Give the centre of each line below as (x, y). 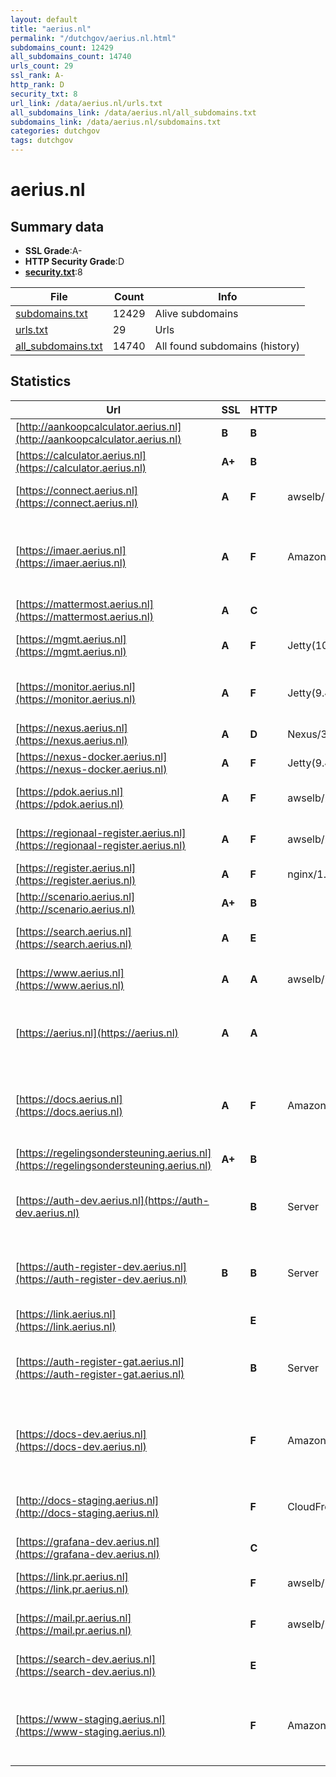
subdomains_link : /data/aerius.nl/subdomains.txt (116, 122)
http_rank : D (37, 85)
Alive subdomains (196, 313)
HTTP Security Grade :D (74, 261)
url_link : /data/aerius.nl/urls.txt (86, 103)
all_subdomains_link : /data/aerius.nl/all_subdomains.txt (133, 112)
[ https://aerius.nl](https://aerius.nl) (97, 1033)
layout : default (44, 19)
